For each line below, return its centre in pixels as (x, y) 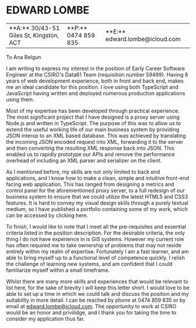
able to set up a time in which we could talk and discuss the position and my (97, 294)
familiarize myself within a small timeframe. (58, 270)
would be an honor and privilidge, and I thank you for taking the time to (91, 312)
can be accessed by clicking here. (47, 215)
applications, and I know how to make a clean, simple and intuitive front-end (98, 178)
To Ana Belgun (24, 57)
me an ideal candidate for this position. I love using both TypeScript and (92, 87)
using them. (20, 99)
